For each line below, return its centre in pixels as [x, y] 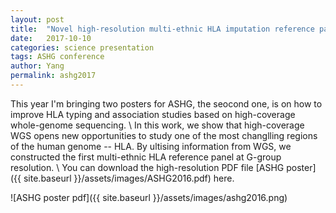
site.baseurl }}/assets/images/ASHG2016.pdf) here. [129, 178]
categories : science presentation [82, 47]
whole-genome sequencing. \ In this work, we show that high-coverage [157, 125]
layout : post [37, 19]
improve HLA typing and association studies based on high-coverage [153, 114]
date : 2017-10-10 [51, 38]
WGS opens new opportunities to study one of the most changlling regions [164, 135]
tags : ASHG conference [57, 57]
